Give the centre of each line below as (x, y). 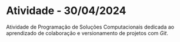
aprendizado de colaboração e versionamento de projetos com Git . (87, 33)
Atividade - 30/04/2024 (66, 11)
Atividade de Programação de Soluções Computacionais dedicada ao (90, 27)
